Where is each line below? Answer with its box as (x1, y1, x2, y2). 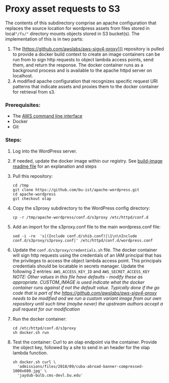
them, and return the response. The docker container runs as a (12, 62, 144, 68)
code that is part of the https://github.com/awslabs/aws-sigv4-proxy (12, 290, 157, 296)
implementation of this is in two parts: (5, 36, 84, 42)
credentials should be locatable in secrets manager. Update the (12, 263, 145, 269)
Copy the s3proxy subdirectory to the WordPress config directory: (12, 205, 150, 211)
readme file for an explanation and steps (12, 163, 97, 169)
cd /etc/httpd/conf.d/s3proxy (12, 325, 77, 331)
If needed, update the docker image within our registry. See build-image (12, 158, 163, 164)
